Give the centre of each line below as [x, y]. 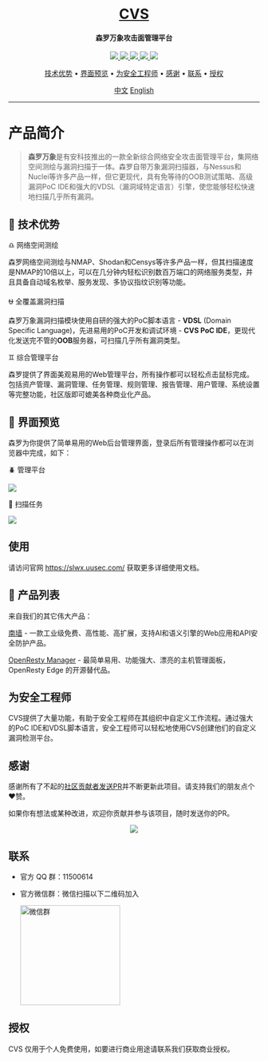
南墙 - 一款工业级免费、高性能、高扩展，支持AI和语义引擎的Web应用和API [130, 633]
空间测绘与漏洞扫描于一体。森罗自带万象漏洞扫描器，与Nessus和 [134, 167]
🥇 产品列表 [34, 595]
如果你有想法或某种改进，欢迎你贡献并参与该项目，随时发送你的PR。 [121, 813]
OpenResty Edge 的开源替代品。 [61, 670]
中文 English [134, 90]
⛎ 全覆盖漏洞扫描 [37, 302]
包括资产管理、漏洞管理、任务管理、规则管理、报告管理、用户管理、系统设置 [134, 384]
